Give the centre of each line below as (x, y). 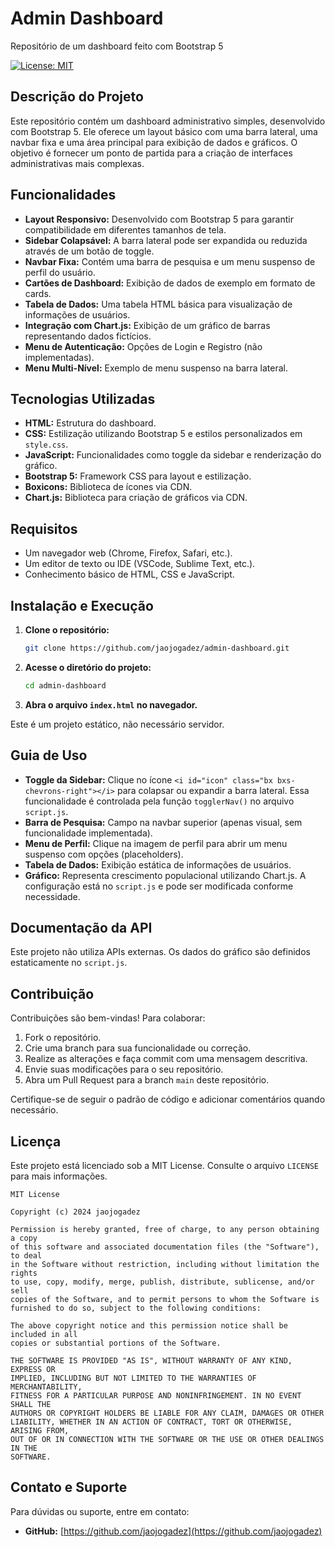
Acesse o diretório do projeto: (88, 667)
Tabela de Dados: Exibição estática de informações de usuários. (158, 864)
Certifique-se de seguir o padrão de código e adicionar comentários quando (168, 1099)
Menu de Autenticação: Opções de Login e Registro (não (143, 346)
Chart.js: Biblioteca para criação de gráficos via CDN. (136, 498)
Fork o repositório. (63, 1038)
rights (24, 1273)
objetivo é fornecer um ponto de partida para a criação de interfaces (151, 153)
